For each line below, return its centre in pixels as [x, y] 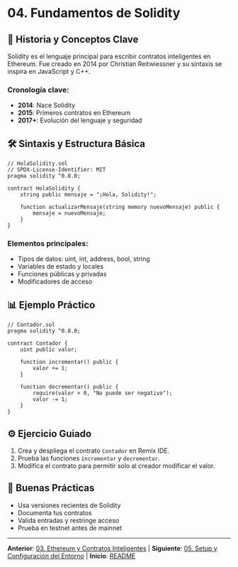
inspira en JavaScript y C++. [49, 71]
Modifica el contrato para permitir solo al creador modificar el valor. [116, 466]
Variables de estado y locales [61, 266]
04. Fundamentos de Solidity [94, 13]
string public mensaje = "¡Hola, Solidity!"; [89, 195]
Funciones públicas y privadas [62, 274]
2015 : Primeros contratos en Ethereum [74, 113]
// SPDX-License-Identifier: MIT [57, 170]
